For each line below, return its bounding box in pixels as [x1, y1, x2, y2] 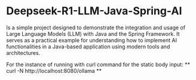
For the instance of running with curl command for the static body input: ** [6, 61, 190, 68]
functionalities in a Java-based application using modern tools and [6, 43, 170, 50]
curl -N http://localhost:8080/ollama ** [6, 67, 102, 74]
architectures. [6, 49, 41, 56]
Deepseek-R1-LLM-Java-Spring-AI [6, 4, 182, 18]
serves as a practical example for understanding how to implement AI [6, 36, 177, 44]
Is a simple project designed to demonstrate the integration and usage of [6, 24, 186, 31]
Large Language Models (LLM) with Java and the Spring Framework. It [6, 30, 180, 37]
